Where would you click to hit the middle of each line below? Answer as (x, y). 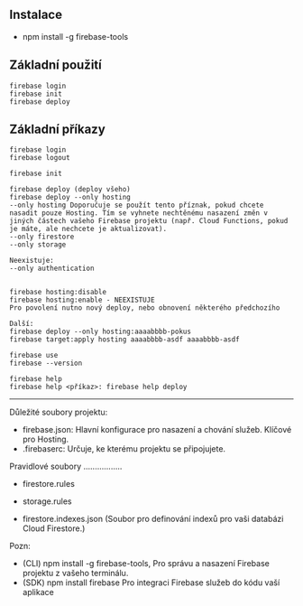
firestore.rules (48, 484)
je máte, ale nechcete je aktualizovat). (88, 229)
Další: (22, 324)
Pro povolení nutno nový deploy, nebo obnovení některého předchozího (145, 308)
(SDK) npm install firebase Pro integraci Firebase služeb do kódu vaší (151, 583)
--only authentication (52, 269)
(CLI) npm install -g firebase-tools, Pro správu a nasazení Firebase (146, 564)
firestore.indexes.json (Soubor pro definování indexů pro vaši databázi (153, 519)
